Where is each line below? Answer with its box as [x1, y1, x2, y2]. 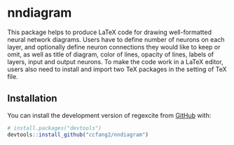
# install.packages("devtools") [7, 124, 102, 132]
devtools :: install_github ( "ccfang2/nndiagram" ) [7, 131, 149, 138]
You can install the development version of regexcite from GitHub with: [7, 111, 212, 119]
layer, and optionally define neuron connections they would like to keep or [7, 43, 221, 51]
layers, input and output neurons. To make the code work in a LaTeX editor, [7, 57, 223, 66]
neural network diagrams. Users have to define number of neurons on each [7, 35, 225, 43]
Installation [7, 93, 57, 105]
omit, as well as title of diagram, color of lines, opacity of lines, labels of [7, 50, 214, 59]
